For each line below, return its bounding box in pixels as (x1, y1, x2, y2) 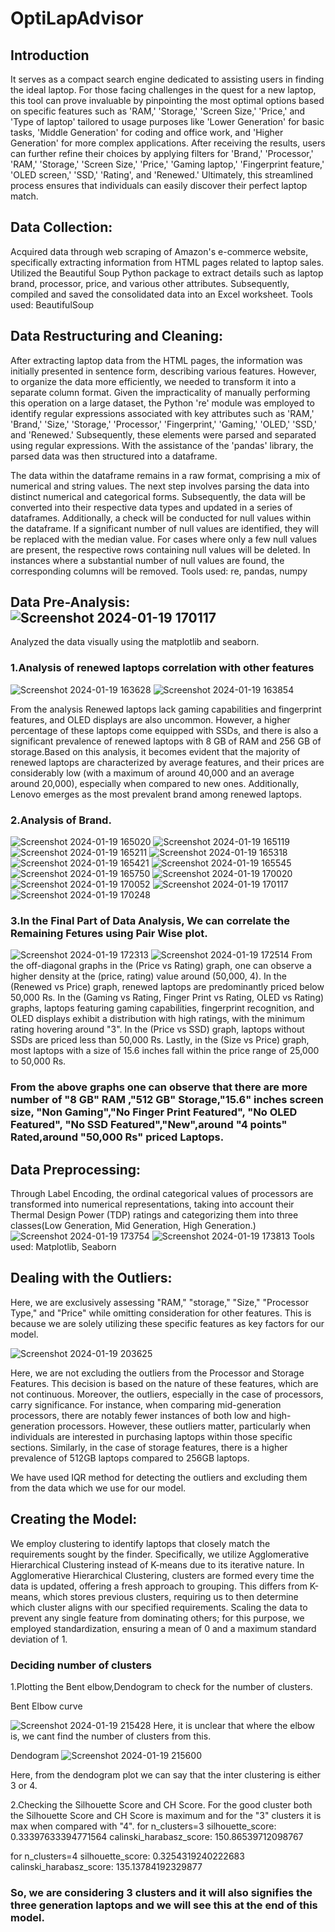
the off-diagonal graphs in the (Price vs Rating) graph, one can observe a (10, 960, 312, 972)
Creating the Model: (10, 1511, 138, 1528)
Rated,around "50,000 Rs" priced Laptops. (10, 1130, 225, 1144)
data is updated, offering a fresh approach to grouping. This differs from (10, 1580, 308, 1592)
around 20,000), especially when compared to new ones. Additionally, (10, 777, 300, 789)
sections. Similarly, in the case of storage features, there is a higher (10, 1441, 288, 1453)
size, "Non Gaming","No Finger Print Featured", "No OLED (10, 1105, 298, 1119)
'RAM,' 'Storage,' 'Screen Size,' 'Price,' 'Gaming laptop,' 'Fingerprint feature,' (10, 158, 325, 170)
